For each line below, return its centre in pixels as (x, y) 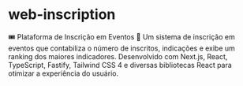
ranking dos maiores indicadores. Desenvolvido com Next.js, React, (118, 56)
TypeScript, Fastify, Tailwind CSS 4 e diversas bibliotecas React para (120, 65)
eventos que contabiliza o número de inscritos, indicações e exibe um (121, 48)
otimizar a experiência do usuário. (64, 73)
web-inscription (62, 15)
